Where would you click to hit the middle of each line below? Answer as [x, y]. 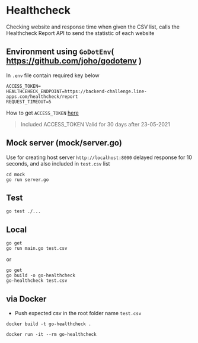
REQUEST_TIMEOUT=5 [29, 101]
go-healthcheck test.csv [37, 281]
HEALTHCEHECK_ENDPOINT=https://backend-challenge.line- [76, 91]
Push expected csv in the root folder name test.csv [78, 313]
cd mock [16, 174]
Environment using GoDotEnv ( [60, 52]
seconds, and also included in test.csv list [58, 163]
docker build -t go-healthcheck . [49, 324]
